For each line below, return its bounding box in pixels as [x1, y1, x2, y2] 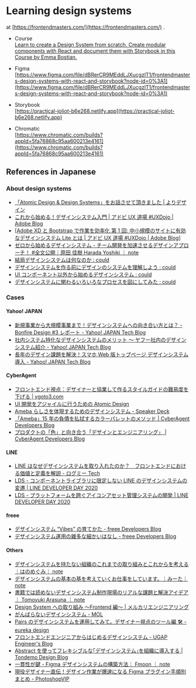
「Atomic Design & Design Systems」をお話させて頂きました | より [14, 198, 177, 206]
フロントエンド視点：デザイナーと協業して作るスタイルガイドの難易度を [14, 385, 189, 392]
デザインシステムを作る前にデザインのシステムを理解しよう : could [14, 263, 176, 270]
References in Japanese [6, 167, 97, 177]
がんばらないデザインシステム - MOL [14, 611, 104, 618]
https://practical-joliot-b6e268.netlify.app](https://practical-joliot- [16, 107, 175, 114]
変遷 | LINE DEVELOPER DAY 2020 [14, 484, 98, 492]
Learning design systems [6, 4, 132, 18]
